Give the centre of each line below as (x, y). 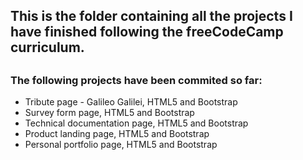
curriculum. (47, 47)
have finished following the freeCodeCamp (147, 32)
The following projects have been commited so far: (136, 80)
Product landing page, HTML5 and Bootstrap (117, 134)
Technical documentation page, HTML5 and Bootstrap (136, 123)
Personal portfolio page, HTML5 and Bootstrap (121, 145)
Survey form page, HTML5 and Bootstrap (109, 113)
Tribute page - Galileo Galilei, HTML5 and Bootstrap (131, 102)
